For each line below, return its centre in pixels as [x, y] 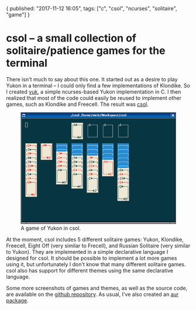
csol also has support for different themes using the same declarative [90, 270]
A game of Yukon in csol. [51, 228]
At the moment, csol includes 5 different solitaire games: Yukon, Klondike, [95, 239]
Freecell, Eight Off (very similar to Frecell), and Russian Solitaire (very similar [98, 246]
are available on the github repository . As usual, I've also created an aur [92, 294]
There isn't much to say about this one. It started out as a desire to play [92, 79]
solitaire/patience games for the [86, 51]
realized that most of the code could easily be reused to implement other [94, 98]
